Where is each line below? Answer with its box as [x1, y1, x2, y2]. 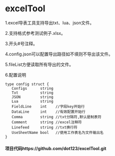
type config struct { [5, 81, 49, 86]
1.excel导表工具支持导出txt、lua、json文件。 [5, 20, 94, 26]
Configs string [11, 86, 54, 91]
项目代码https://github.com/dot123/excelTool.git [5, 145, 107, 151]
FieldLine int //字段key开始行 [11, 104, 85, 109]
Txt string [11, 90, 54, 95]
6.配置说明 [5, 72, 26, 78]
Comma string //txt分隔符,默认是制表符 [11, 114, 102, 119]
